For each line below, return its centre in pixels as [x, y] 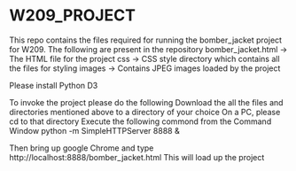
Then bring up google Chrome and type [82, 148]
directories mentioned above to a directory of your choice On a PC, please [145, 112]
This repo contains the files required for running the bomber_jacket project [145, 40]
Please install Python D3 [54, 85]
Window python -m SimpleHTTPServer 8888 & [94, 130]
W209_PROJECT [72, 16]
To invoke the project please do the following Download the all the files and [146, 102]
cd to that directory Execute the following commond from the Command [140, 121]
